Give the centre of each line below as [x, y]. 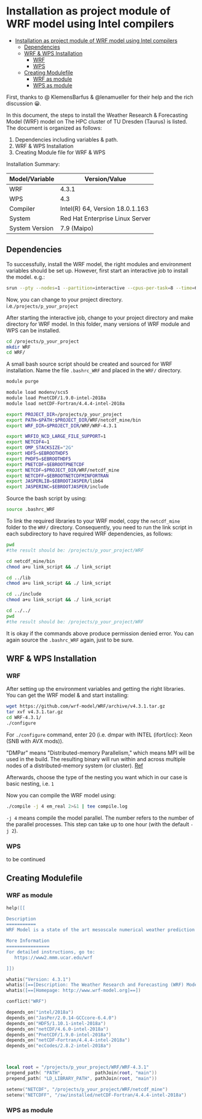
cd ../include [24, 594]
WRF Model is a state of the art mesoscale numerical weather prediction [101, 930]
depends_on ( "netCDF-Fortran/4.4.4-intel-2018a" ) [68, 1040]
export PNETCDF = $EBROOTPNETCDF [45, 464]
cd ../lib [19, 578]
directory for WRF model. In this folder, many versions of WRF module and [98, 324]
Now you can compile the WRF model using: [61, 795]
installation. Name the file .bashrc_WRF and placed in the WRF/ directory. [94, 370]
